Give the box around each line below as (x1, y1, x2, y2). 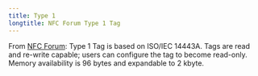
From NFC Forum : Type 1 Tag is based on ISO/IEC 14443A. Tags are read (8, 41, 250, 50)
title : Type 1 (8, 11, 56, 20)
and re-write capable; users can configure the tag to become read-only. (8, 50, 248, 59)
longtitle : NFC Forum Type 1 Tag (8, 19, 121, 27)
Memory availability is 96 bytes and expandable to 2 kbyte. (8, 58, 204, 68)
